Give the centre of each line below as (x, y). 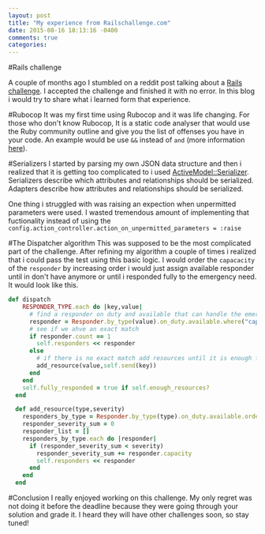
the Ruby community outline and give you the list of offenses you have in (126, 132)
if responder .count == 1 (70, 337)
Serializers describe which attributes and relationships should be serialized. (131, 181)
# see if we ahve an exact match (84, 329)
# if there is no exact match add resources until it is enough (144, 359)
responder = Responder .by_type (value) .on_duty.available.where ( (137, 322)
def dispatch (30, 300)
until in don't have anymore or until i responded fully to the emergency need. (132, 276)
